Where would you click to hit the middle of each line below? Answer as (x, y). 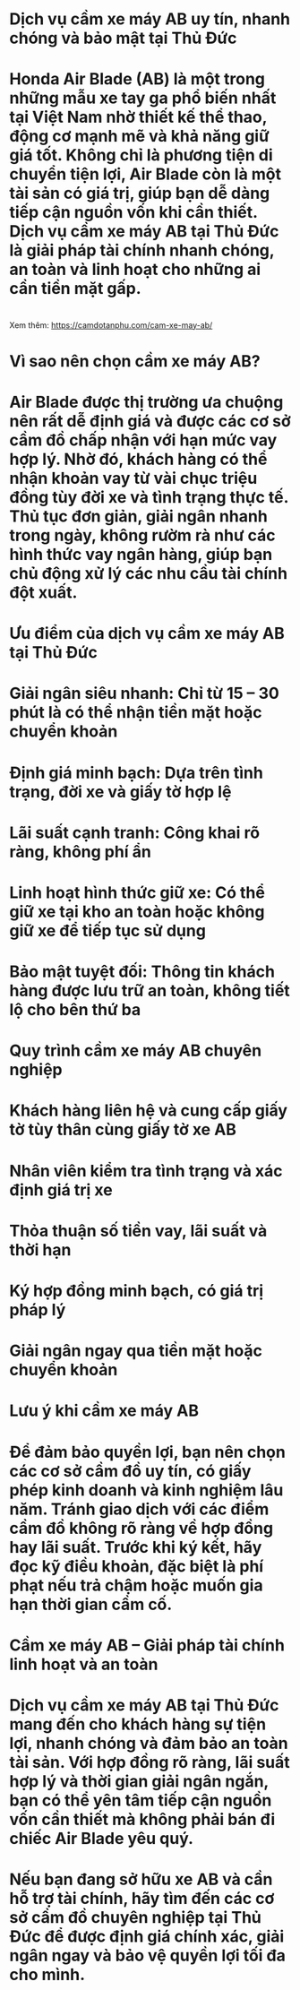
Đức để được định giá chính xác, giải (147, 1937)
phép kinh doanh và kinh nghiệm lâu (146, 1490)
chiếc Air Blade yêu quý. (102, 1838)
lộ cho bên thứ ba (75, 1010)
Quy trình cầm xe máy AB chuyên (136, 1051)
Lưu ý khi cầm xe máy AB (104, 1411)
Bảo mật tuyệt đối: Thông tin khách (142, 972)
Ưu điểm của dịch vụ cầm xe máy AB (147, 634)
